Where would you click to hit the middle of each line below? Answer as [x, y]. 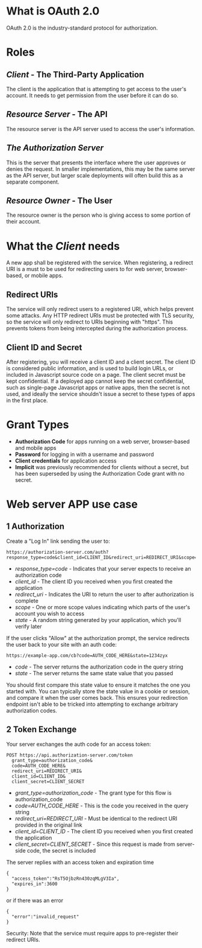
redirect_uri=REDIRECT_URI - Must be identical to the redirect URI [96, 818]
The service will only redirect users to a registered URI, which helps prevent [100, 309]
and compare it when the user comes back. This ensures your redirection [97, 697]
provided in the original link [48, 825]
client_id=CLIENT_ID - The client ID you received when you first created [104, 831]
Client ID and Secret [44, 347]
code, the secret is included [61, 850]
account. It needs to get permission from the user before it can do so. [92, 95]
